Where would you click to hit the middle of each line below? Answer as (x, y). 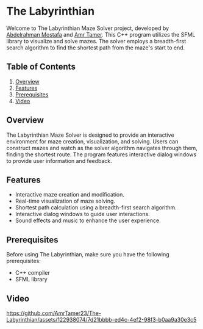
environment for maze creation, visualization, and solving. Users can (92, 141)
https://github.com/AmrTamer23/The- (54, 313)
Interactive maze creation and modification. (70, 195)
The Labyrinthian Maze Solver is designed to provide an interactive (91, 135)
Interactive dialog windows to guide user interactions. (83, 214)
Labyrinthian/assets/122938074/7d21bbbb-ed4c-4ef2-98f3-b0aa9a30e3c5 (101, 320)
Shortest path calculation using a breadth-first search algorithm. (96, 208)
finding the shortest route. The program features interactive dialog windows (101, 154)
